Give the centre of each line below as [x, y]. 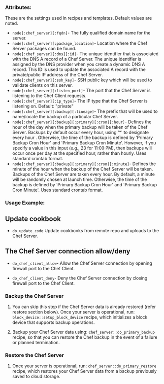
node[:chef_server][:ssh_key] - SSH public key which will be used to [82, 80]
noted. [12, 23]
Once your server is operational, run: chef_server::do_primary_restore [84, 366]
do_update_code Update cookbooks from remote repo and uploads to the [85, 231]
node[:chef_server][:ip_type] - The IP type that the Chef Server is [80, 101]
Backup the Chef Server [34, 296]
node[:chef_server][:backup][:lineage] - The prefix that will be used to [85, 111]
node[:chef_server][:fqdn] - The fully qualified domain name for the [82, 33]
